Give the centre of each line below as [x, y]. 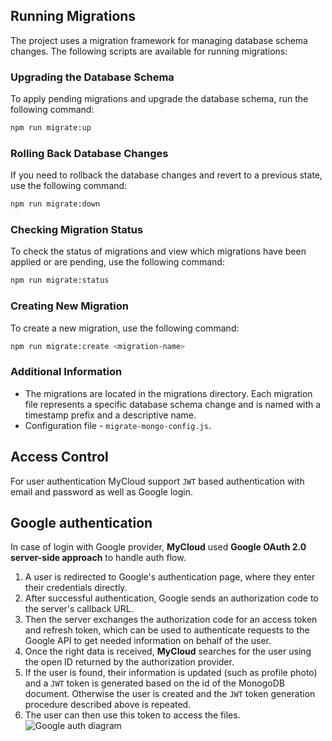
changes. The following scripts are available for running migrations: [149, 51]
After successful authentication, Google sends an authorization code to [171, 598]
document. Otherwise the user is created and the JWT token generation [170, 694]
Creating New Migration [69, 306]
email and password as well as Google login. [101, 491]
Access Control [59, 457]
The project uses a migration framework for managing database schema [159, 40]
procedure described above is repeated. [108, 705]
